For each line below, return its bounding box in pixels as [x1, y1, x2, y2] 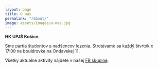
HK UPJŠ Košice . [5, 34, 40, 40]
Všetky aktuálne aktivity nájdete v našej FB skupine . [5, 57, 109, 63]
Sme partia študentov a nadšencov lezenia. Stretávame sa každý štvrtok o [5, 43, 154, 49]
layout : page [5, 7, 32, 12]
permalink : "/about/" [5, 16, 49, 21]
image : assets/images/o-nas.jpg [5, 20, 70, 26]
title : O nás [5, 12, 32, 16]
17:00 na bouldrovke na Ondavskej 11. [5, 48, 80, 54]
